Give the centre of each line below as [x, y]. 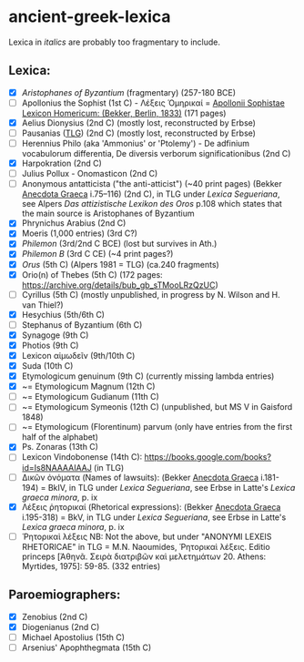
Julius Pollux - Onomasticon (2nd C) [90, 174]
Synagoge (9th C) [55, 335]
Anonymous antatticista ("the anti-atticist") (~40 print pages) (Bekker [152, 184]
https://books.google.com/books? [208, 457]
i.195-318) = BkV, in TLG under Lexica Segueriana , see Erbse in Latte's [154, 517]
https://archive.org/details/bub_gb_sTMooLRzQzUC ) [120, 285]
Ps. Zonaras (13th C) [60, 447]
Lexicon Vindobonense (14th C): [82, 457]
